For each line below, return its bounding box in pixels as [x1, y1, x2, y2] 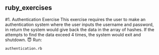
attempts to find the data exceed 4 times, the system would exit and [5, 32, 141, 37]
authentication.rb [5, 46, 42, 51]
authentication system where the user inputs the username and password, [5, 22, 154, 27]
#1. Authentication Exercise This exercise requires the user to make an [5, 16, 146, 22]
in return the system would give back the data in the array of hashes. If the [5, 26, 155, 33]
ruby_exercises [5, 4, 52, 12]
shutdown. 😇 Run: [5, 37, 42, 43]
